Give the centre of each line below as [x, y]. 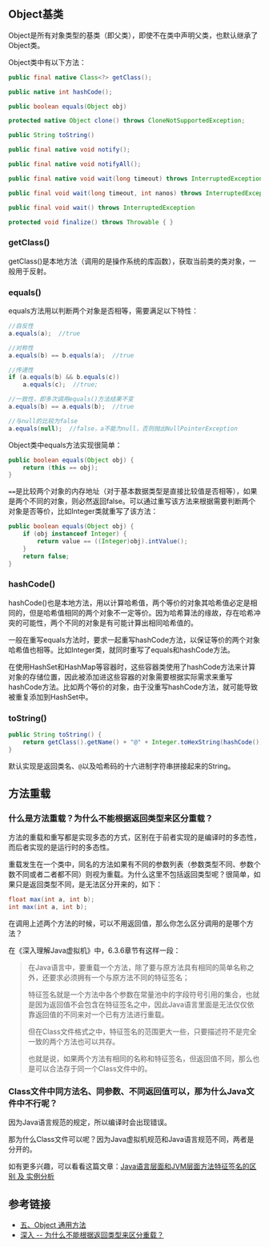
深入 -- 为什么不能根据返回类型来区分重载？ [92, 1235]
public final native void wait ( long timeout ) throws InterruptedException [136, 179]
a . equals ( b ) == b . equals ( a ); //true [71, 355]
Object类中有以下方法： [47, 62]
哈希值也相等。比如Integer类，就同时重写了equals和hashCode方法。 [121, 650]
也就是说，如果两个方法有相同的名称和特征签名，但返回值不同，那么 [140, 1059]
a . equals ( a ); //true [44, 333]
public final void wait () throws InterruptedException [102, 208]
